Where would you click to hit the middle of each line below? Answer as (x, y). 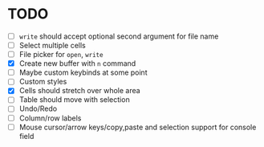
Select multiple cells (52, 45)
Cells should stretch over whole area (80, 91)
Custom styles (43, 82)
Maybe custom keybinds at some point (83, 72)
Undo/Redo (38, 108)
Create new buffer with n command (77, 63)
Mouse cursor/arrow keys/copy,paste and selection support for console (138, 127)
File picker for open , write (61, 55)
